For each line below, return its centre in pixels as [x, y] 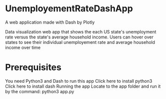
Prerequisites [33, 67]
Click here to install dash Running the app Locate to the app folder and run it [83, 86]
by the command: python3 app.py [40, 91]
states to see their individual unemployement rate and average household [80, 42]
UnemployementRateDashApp [69, 9]
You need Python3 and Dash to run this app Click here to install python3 [79, 81]
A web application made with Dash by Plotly [50, 22]
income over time [23, 47]
